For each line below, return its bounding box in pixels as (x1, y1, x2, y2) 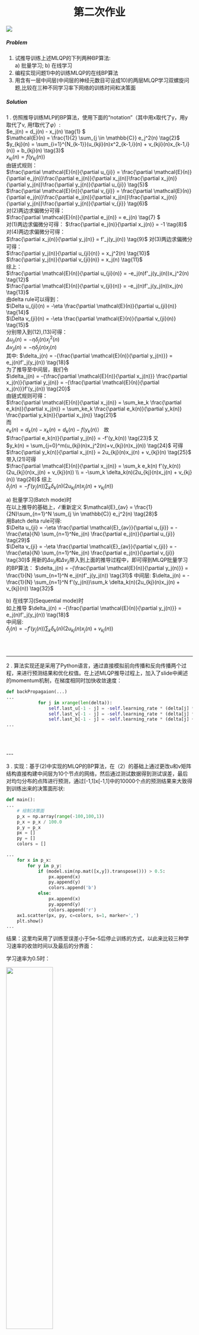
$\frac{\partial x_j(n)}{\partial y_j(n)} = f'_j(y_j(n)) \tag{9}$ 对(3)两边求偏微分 (6, 235, 192, 242)
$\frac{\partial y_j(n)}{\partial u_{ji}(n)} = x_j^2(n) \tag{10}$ (6, 249, 150, 257)
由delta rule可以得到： (6, 295, 60, 303)
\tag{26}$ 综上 (16, 476, 52, 483)
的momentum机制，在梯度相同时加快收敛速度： (6, 677, 123, 684)
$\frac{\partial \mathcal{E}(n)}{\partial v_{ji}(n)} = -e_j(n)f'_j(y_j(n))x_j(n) (6, 282, 184, 289)
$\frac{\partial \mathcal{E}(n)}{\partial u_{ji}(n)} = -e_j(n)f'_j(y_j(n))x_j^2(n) (6, 270, 190, 277)
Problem (6, 39, 28, 46)
